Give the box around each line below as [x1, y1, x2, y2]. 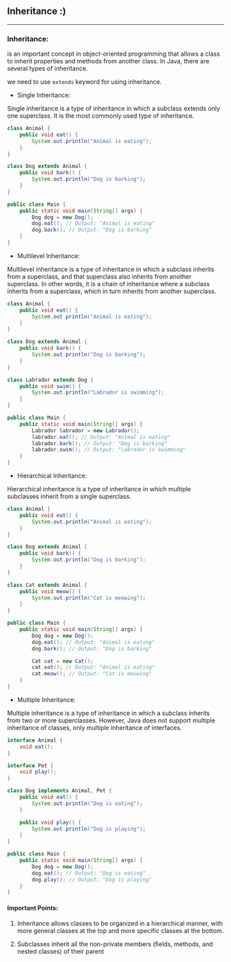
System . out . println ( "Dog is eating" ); [32, 800, 143, 807]
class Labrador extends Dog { [7, 376, 94, 383]
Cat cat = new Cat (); [32, 657, 94, 665]
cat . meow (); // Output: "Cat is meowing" [32, 670, 153, 677]
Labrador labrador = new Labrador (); [32, 427, 140, 434]
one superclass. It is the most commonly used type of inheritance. [7, 111, 195, 120]
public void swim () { [19, 383, 81, 389]
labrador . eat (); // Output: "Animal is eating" [32, 434, 170, 440]
